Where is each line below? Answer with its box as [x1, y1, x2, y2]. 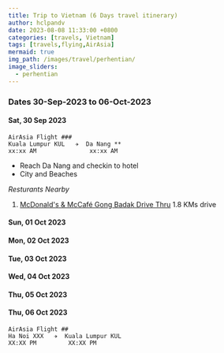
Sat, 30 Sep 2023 [8, 116, 67, 125]
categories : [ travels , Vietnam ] [8, 33, 114, 42]
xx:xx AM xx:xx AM [8, 147, 118, 154]
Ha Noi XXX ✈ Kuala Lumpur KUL [8, 332, 122, 340]
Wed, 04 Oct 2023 [8, 272, 70, 281]
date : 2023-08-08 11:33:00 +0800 [8, 26, 118, 34]
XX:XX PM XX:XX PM [8, 339, 97, 347]
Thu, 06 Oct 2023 [8, 308, 68, 318]
